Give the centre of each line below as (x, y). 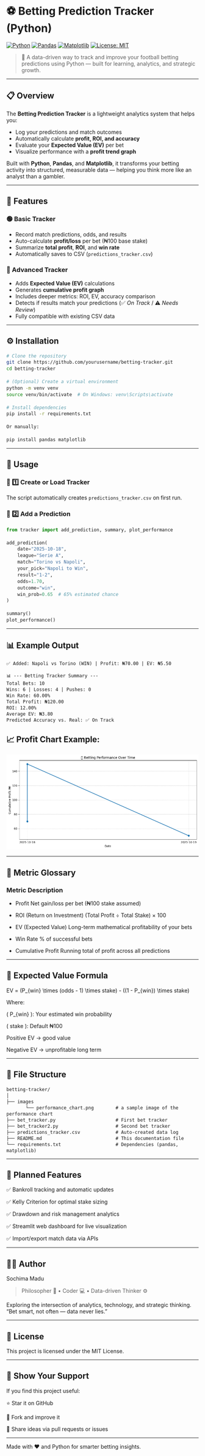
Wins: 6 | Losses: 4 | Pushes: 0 (49, 689)
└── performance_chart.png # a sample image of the (102, 1108)
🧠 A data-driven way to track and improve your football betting (100, 57)
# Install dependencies (37, 407)
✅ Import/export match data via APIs (52, 1238)
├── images (20, 1101)
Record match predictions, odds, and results (71, 235)
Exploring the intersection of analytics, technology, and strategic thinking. (99, 1305)
